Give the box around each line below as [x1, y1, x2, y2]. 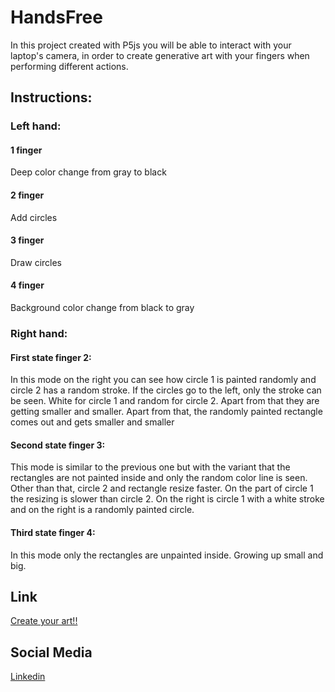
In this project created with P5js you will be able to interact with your [10, 39, 292, 51]
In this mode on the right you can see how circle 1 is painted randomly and [10, 374, 317, 386]
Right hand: [10, 326, 68, 340]
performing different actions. [10, 60, 129, 72]
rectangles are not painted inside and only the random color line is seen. [10, 472, 308, 484]
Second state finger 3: [10, 439, 106, 451]
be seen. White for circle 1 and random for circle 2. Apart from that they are [10, 395, 320, 407]
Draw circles [10, 256, 62, 268]
